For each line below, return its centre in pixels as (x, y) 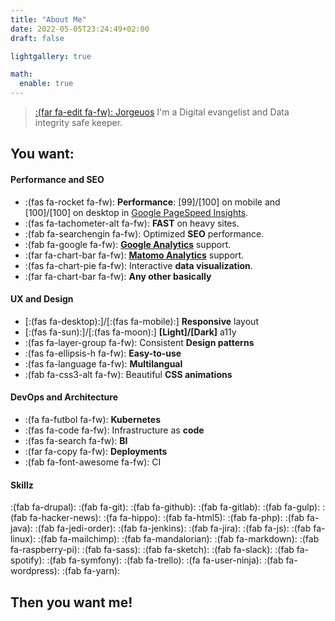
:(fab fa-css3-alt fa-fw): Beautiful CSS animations (128, 374)
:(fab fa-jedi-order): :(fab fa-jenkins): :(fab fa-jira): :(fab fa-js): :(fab (173, 528)
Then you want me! (71, 602)
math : (21, 74)
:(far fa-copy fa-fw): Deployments (96, 451)
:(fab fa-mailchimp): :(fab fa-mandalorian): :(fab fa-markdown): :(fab (179, 539)
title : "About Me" (48, 19)
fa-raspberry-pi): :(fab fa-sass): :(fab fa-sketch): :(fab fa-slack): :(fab (152, 550)
